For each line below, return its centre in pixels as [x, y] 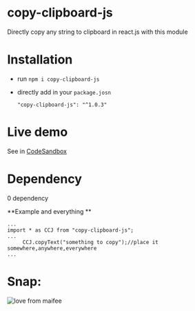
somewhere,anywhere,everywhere [52, 248]
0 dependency [28, 198]
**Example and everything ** [49, 211]
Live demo [38, 132]
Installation [40, 60]
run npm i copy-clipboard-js [58, 79]
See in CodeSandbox [37, 151]
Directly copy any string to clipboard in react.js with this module [97, 32]
